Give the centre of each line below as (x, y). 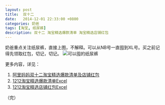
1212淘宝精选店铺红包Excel (40, 87)
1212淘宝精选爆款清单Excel (40, 81)
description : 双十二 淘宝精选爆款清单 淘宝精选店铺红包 (57, 33)
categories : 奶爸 (22, 24)
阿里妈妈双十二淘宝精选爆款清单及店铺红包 (56, 75)
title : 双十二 (20, 14)
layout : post (19, 10)
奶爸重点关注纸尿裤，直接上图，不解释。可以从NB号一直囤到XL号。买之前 (81, 47)
